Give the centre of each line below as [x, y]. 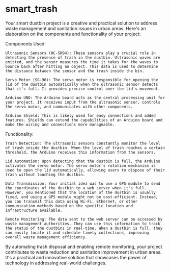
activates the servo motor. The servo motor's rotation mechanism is [81, 166]
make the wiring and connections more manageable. [60, 125]
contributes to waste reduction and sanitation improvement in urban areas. [83, 252]
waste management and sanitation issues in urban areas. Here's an [76, 28]
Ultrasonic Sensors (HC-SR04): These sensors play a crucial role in [81, 53]
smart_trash [31, 9]
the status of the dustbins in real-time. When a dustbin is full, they [84, 228]
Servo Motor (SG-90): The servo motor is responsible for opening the [82, 80]
